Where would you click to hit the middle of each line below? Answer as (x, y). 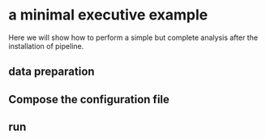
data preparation (51, 72)
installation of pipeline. (46, 46)
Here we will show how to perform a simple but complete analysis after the (133, 37)
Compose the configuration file (89, 99)
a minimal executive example (108, 15)
